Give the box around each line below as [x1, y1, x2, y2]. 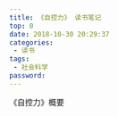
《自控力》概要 [9, 96, 64, 107]
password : [9, 71, 46, 80]
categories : [9, 37, 54, 47]
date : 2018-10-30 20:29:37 [9, 29, 110, 38]
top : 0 [9, 21, 34, 30]
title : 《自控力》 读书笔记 [9, 12, 102, 22]
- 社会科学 [13, 63, 49, 72]
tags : [9, 54, 29, 63]
